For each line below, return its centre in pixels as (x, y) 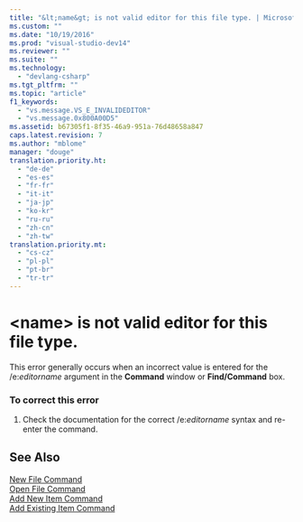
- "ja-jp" (36, 203)
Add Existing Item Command (62, 508)
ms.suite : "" (34, 60)
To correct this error (54, 400)
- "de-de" (36, 169)
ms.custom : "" (36, 26)
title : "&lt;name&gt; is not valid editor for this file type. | (134, 18)
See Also (35, 457)
